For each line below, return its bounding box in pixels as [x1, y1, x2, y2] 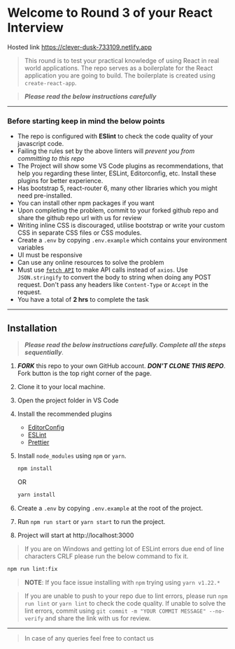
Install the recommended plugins [17, 410, 113, 418]
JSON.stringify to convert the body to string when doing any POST [17, 273, 212, 282]
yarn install [17, 491, 56, 498]
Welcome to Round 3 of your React [7, 5, 213, 21]
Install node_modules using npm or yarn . [17, 452, 127, 460]
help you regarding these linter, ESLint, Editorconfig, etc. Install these [17, 169, 217, 177]
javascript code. [17, 140, 64, 148]
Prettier [27, 438, 50, 446]
